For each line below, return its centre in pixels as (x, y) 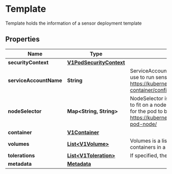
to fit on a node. (149, 105)
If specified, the (149, 156)
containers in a (148, 147)
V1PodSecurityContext (96, 62)
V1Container (83, 132)
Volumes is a (145, 141)
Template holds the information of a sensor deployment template (74, 23)
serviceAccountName (35, 80)
